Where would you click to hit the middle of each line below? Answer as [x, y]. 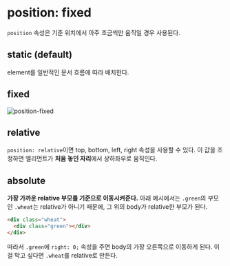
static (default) [40, 55]
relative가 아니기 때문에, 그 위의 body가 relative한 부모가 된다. [124, 207]
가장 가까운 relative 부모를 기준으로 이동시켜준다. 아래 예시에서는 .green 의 [107, 198]
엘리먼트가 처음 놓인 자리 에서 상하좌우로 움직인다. [91, 158]
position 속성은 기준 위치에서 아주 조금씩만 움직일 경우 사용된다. [94, 32]
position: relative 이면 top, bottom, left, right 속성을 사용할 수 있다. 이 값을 [111, 150]
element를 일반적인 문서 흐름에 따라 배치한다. [68, 72]
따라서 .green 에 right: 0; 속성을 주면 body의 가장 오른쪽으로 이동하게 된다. [110, 247]
